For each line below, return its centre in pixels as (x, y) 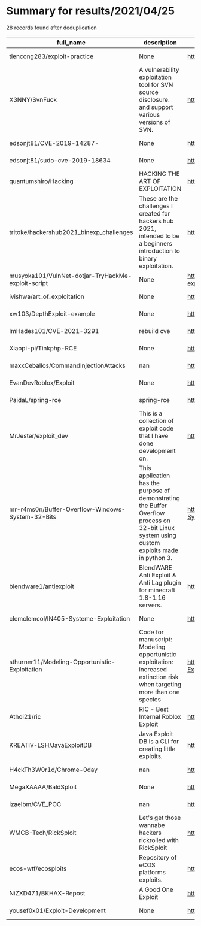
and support (156, 107)
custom (149, 543)
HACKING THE (159, 174)
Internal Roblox (160, 716)
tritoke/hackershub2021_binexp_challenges (71, 232)
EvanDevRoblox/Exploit (42, 383)
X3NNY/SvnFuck (33, 99)
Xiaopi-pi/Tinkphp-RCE (43, 348)
